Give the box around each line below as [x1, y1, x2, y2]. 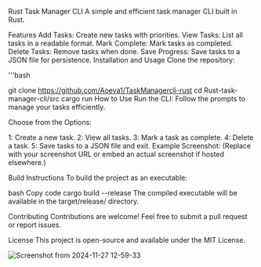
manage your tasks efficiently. [8, 102, 106, 112]
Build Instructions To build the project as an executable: [8, 173, 188, 182]
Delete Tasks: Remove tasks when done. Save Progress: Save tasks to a [8, 47, 241, 56]
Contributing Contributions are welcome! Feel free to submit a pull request [8, 212, 248, 221]
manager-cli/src [8, 94, 60, 103]
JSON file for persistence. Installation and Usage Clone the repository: [8, 55, 235, 64]
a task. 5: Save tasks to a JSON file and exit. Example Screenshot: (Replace [8, 141, 252, 150]
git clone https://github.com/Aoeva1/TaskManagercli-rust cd [8, 86, 202, 95]
